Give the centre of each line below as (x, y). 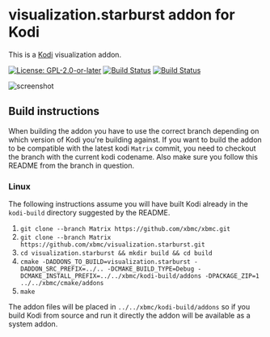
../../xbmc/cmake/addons (62, 284)
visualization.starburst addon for (122, 15)
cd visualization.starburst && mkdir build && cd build (116, 254)
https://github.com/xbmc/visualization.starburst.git (112, 245)
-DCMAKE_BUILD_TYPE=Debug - (154, 269)
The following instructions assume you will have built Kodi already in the (128, 204)
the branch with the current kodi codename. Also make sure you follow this (133, 156)
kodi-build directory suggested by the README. (89, 213)
